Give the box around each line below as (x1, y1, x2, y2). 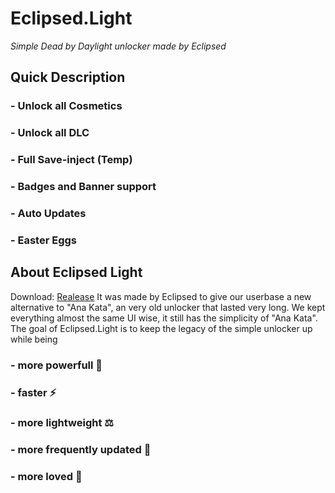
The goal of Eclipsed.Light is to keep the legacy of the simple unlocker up (10, 322, 313, 334)
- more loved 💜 (10, 470, 83, 484)
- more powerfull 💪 (10, 358, 103, 372)
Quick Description (10, 69, 126, 86)
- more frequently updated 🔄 (10, 443, 152, 457)
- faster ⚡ (10, 385, 57, 399)
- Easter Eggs (10, 233, 78, 247)
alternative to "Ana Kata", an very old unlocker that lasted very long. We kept (10, 301, 326, 313)
